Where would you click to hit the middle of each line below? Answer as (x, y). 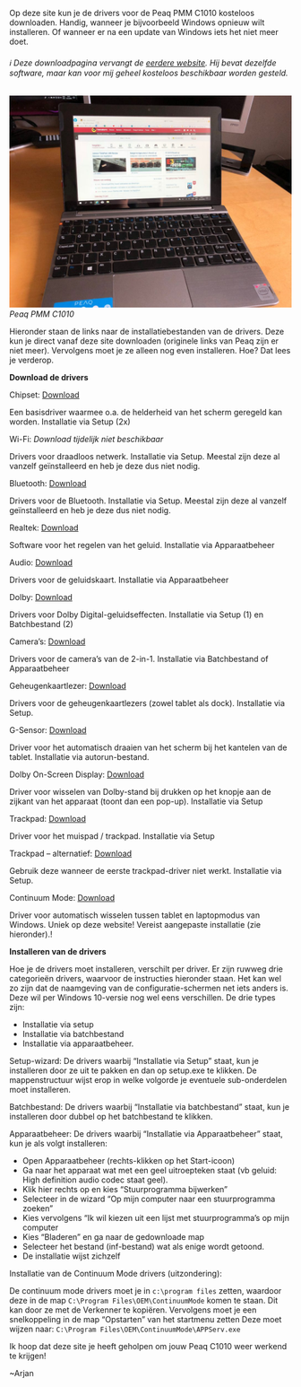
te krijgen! (28, 1356)
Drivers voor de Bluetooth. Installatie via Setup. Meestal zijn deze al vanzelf (148, 501)
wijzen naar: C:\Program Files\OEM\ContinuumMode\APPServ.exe (125, 1329)
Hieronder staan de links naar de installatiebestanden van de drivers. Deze (147, 332)
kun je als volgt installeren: (58, 1144)
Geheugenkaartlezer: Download (68, 686)
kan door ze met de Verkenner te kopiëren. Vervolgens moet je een (133, 1310)
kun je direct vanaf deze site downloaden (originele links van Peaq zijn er (144, 341)
